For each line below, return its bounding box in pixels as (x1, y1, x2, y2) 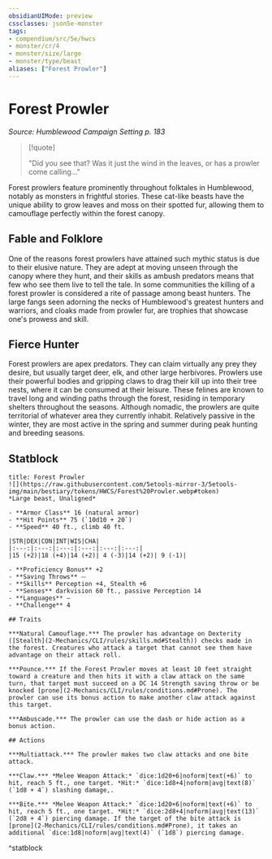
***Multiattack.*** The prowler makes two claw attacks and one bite (8, 751, 249, 759)
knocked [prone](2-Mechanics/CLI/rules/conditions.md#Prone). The (8, 687, 238, 695)
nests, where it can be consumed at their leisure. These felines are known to (8, 385, 264, 395)
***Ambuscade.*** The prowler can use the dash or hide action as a (8, 715, 245, 723)
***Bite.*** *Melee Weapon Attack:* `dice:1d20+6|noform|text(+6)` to (8, 800, 253, 809)
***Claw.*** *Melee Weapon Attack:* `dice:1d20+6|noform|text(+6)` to (8, 772, 253, 780)
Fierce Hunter (8, 337, 80, 351)
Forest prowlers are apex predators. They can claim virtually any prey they (8, 359, 257, 369)
